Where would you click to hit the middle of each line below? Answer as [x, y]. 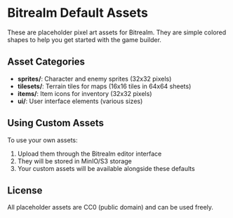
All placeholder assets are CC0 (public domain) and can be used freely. [111, 207]
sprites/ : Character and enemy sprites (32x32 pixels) [94, 79]
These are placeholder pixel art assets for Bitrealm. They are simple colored [117, 32]
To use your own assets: [42, 140]
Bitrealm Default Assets [78, 13]
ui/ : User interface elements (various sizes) [80, 101]
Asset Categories [46, 62]
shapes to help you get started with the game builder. [84, 39]
